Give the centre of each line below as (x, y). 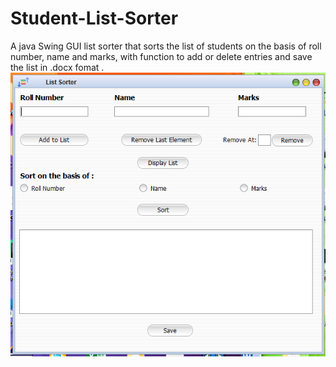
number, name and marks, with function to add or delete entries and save (161, 56)
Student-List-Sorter (94, 18)
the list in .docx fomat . (57, 67)
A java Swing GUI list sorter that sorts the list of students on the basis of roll (166, 46)
